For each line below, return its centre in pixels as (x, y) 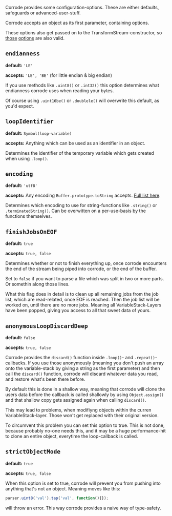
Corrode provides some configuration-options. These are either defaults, (82, 7)
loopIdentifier (29, 121)
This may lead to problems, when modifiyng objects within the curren (79, 410)
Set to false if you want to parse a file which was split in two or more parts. (85, 279)
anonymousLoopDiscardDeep (47, 326)
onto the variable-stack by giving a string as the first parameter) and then (83, 368)
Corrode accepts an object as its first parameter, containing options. (77, 23)
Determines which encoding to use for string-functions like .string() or (81, 205)
